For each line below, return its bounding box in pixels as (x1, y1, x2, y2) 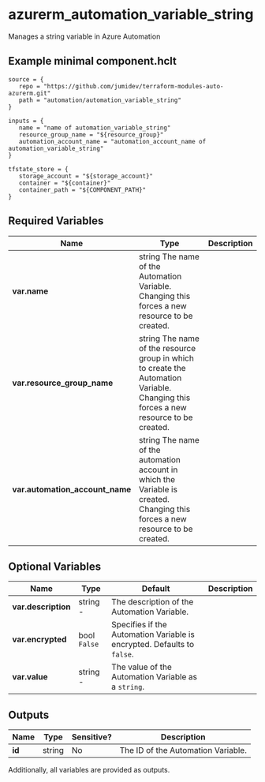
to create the (139, 362, 187, 373)
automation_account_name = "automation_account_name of (18, 137, 207, 145)
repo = (18, 82, 41, 90)
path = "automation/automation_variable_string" (18, 96, 181, 104)
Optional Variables (8, 559, 101, 573)
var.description (12, 601, 71, 612)
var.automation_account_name (12, 484, 132, 495)
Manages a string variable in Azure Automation (8, 32, 161, 41)
